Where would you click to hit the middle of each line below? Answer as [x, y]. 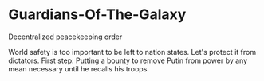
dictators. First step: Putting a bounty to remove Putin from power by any [128, 60]
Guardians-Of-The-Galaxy [97, 15]
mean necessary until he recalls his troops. [79, 68]
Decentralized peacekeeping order [65, 37]
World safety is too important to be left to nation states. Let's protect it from [132, 52]
